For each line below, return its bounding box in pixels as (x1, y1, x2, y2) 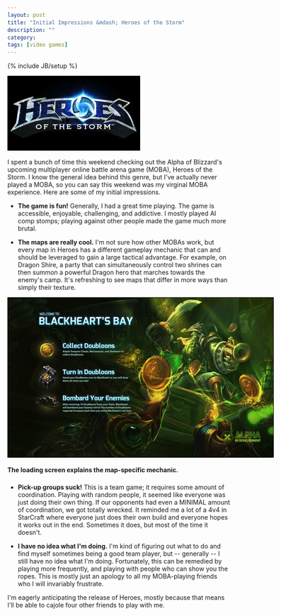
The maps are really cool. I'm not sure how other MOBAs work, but (17, 238, 214, 247)
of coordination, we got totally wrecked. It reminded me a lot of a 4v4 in (17, 505, 227, 514)
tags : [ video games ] (7, 41, 69, 49)
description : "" (7, 26, 55, 33)
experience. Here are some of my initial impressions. (7, 188, 161, 196)
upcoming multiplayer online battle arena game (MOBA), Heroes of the (7, 165, 213, 174)
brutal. (17, 224, 37, 233)
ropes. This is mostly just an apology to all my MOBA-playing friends (17, 572, 218, 581)
